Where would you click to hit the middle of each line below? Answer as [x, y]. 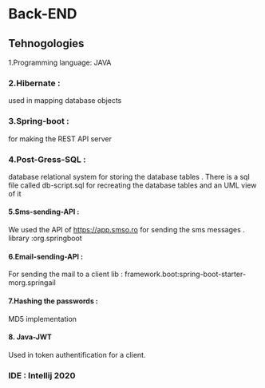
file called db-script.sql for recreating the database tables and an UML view [132, 185]
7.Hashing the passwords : [53, 301]
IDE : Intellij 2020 [42, 375]
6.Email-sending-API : [46, 256]
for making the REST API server [60, 139]
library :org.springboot [45, 238]
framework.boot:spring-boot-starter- [185, 274]
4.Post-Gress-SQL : [47, 159]
